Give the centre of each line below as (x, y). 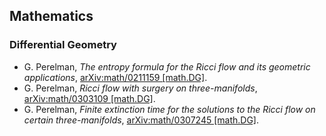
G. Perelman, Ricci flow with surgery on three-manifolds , (140, 88)
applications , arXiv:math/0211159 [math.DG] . (115, 77)
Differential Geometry (63, 45)
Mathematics (51, 16)
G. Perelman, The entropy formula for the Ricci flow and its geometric (167, 66)
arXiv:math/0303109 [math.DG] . (89, 98)
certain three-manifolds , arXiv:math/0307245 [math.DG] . (141, 120)
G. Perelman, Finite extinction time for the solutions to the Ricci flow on (169, 109)
